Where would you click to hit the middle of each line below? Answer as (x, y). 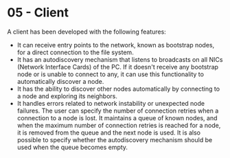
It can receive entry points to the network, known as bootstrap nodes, (116, 45)
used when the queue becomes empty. (72, 147)
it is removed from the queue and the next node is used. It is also (109, 133)
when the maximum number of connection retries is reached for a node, (119, 125)
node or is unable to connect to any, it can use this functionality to (111, 74)
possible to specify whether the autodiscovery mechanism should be (115, 139)
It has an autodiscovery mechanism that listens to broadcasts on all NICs (120, 59)
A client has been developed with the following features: (87, 32)
